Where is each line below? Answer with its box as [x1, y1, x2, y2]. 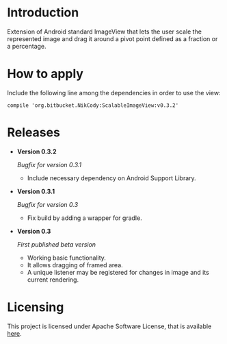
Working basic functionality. [27, 254, 106, 262]
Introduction [7, 5, 79, 21]
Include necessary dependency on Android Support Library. [27, 173, 196, 182]
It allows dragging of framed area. [27, 260, 123, 269]
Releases [7, 125, 60, 140]
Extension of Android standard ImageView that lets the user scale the [7, 27, 202, 36]
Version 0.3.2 [16, 147, 57, 156]
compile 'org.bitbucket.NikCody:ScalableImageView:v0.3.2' [7, 101, 179, 109]
